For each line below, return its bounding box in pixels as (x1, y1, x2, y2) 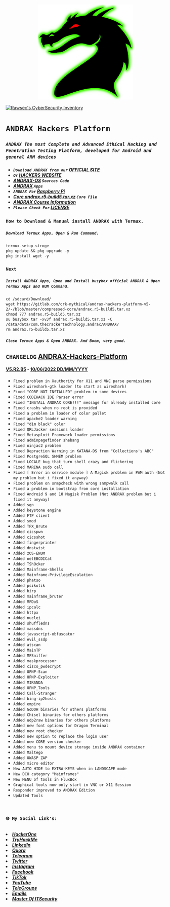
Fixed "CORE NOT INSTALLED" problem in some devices (13, 389, 127, 394)
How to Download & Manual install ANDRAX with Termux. (6, 218, 144, 224)
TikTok (12, 874, 27, 881)
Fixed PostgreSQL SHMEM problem (13, 453, 81, 459)
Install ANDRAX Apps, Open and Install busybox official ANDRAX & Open (6, 279, 160, 284)
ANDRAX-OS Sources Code (13, 177, 70, 184)
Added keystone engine (13, 508, 61, 513)
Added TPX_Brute (13, 524, 48, 529)
